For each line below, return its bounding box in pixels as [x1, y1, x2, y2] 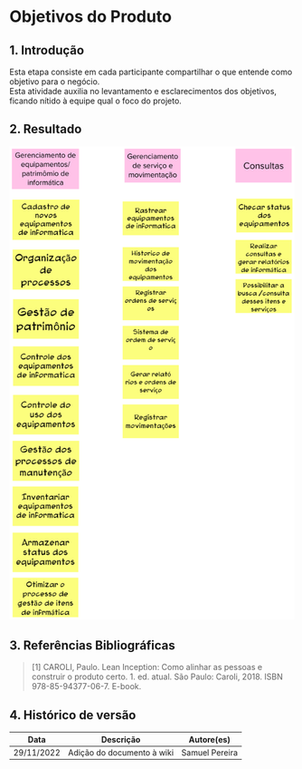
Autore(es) [188, 734, 231, 745]
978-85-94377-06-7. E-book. [31, 681, 142, 692]
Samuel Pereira [181, 746, 238, 758]
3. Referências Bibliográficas [9, 638, 176, 653]
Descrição [100, 734, 141, 745]
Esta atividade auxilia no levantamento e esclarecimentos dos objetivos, [9, 86, 278, 96]
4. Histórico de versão [9, 707, 137, 723]
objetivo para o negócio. [9, 76, 100, 87]
